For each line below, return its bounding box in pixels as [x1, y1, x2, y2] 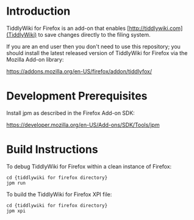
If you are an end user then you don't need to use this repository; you [6, 43, 181, 50]
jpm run [6, 180, 26, 186]
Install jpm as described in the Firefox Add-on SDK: [6, 109, 135, 117]
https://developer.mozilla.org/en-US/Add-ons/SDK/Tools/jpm [6, 121, 160, 128]
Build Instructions [6, 142, 99, 156]
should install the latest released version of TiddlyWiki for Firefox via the [6, 49, 188, 56]
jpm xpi [6, 208, 26, 214]
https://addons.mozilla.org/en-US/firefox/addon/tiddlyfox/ [6, 67, 153, 75]
